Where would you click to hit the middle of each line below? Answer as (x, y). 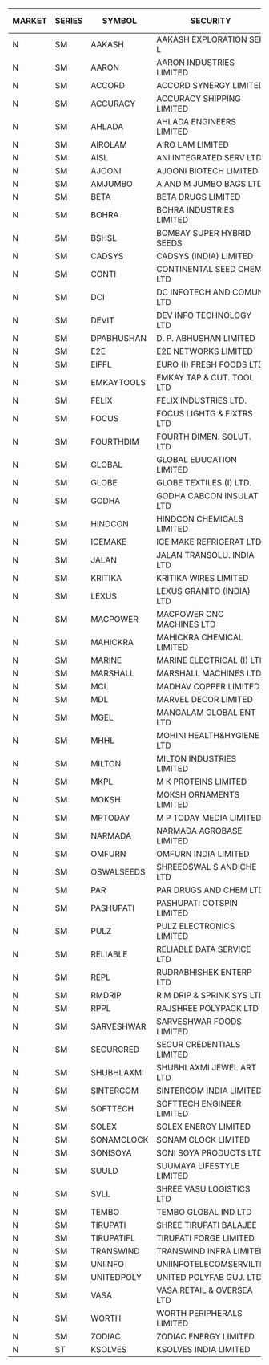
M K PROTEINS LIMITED (201, 782)
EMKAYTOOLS (118, 382)
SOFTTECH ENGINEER (199, 1104)
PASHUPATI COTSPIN (197, 903)
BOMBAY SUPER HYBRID (203, 233)
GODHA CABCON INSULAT (207, 496)
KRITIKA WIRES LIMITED (202, 578)
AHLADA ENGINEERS (196, 122)
